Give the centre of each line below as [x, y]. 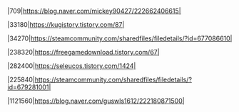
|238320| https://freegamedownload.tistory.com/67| [83, 52]
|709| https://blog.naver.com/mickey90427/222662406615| [94, 11]
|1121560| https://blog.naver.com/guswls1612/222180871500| [96, 101]
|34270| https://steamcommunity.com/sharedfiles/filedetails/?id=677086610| [120, 38]
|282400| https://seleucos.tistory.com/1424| [72, 66]
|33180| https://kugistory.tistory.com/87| [66, 24]
